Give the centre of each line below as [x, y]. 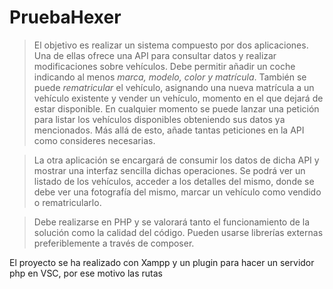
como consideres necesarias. [94, 140]
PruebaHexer [65, 17]
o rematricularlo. [67, 202]
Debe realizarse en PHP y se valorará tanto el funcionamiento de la [172, 222]
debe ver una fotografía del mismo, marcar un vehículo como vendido [177, 192]
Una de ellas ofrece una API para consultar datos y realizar [155, 55]
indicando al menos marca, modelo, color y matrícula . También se [170, 77]
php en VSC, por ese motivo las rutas [86, 273]
